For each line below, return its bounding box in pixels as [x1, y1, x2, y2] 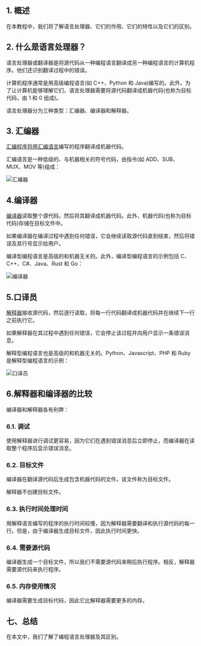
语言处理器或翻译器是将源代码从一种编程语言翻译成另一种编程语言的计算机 [6, 59, 190, 66]
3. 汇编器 [6, 126, 39, 137]
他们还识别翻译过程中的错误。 [16, 66, 90, 74]
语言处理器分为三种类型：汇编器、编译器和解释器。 [6, 107, 132, 114]
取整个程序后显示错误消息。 [6, 445, 75, 452]
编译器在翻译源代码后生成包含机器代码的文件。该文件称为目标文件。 [6, 475, 174, 483]
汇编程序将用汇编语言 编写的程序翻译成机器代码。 [6, 143, 127, 150]
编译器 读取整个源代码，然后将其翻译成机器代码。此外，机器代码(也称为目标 [6, 212, 192, 220]
